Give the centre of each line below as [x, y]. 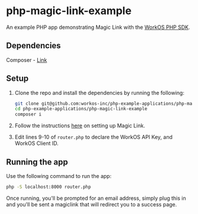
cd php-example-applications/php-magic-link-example [81, 109]
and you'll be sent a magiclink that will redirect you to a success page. [92, 204]
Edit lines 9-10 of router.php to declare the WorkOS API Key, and [93, 137]
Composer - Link [27, 60]
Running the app [37, 162]
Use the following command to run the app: [59, 176]
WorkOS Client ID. [37, 143]
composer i [28, 114]
